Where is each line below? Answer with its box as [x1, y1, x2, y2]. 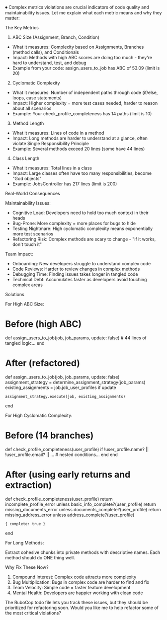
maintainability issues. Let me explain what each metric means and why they [5, 10, 162, 15]
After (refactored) [5, 358, 81, 369]
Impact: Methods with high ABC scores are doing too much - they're [12, 55, 153, 60]
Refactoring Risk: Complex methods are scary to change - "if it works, [12, 236, 156, 242]
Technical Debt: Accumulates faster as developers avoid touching [12, 277, 147, 282]
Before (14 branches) [5, 430, 94, 441]
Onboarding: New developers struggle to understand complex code [12, 261, 151, 266]
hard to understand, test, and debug [12, 60, 86, 66]
